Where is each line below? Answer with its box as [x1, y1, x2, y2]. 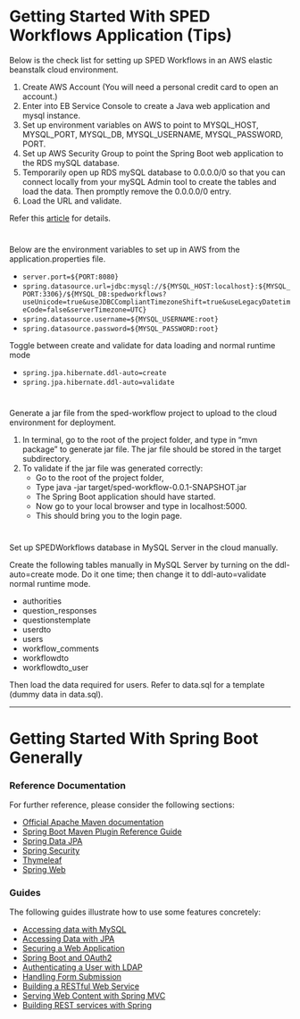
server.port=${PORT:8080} [21, 272, 119, 282]
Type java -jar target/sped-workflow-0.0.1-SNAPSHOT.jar [35, 482, 247, 493]
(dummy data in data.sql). [9, 689, 104, 699]
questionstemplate [21, 614, 91, 625]
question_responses [21, 605, 97, 615]
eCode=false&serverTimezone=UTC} [21, 305, 147, 314]
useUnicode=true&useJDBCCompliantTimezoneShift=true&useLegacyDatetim [21, 297, 291, 307]
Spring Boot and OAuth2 [21, 953, 112, 964]
